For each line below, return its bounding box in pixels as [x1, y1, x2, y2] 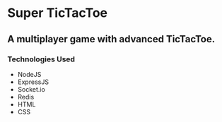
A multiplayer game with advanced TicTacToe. [7, 33, 216, 45]
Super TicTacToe [7, 5, 108, 21]
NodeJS [17, 70, 42, 78]
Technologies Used [7, 54, 76, 64]
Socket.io [17, 85, 46, 93]
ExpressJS [17, 78, 49, 86]
